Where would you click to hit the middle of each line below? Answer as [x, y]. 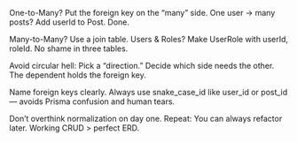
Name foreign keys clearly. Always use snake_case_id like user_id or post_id [148, 92]
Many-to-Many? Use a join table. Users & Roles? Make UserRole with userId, [149, 39]
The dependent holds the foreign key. [78, 75]
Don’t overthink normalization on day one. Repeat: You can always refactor [146, 119]
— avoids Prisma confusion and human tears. [92, 101]
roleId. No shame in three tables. [69, 49]
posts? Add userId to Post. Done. [70, 22]
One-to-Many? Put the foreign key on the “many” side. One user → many [142, 13]
